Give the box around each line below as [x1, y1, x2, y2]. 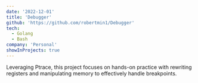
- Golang [11, 31, 33, 37]
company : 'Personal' [6, 42, 58, 48]
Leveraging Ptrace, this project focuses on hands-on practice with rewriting [6, 63, 192, 71]
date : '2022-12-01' [6, 8, 55, 15]
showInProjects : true [6, 47, 60, 53]
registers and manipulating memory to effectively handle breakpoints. [6, 69, 177, 77]
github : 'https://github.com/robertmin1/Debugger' [6, 20, 135, 25]
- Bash [11, 36, 28, 42]
